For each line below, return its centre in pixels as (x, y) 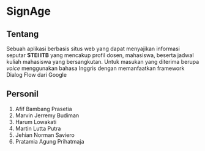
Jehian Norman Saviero (45, 135)
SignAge (28, 11)
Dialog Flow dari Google (37, 75)
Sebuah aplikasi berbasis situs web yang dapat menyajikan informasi (93, 48)
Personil (22, 94)
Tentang (23, 34)
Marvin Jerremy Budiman (47, 115)
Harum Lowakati (36, 122)
